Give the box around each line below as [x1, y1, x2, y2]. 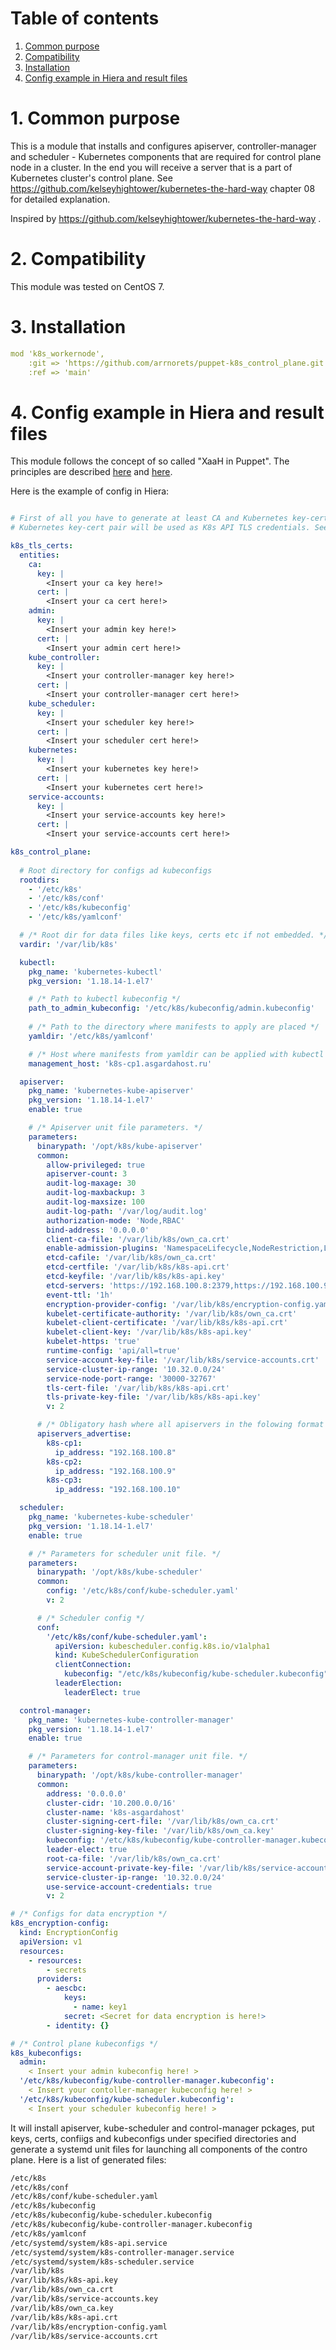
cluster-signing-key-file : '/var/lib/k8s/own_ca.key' [46, 1826, 275, 1836]
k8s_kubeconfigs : [10, 2048, 83, 2058]
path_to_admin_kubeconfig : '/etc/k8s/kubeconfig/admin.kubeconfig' [28, 1003, 315, 1014]
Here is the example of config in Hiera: [10, 485, 170, 497]
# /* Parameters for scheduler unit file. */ [28, 1548, 222, 1559]
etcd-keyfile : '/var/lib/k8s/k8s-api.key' [46, 1272, 226, 1282]
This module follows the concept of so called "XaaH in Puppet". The [10, 455, 290, 467]
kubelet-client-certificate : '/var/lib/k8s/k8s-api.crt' [46, 1318, 288, 1328]
